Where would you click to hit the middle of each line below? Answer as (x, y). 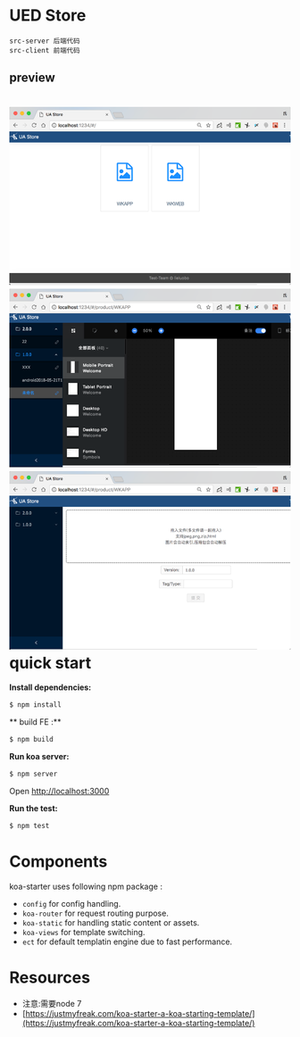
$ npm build (31, 740)
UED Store (48, 16)
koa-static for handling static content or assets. (111, 922)
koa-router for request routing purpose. (96, 913)
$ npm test (29, 825)
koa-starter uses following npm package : (86, 886)
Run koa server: (39, 757)
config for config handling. (71, 903)
